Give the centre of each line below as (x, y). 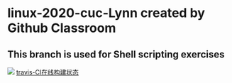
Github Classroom (62, 28)
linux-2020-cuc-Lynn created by (106, 13)
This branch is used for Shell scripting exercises (116, 54)
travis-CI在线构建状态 (48, 72)
